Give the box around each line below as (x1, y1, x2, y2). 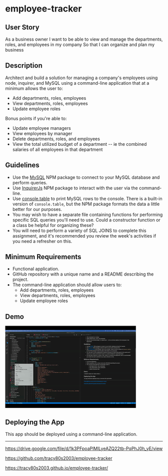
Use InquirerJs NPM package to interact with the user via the (12, 185, 138, 191)
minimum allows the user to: (5, 85, 63, 91)
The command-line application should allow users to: (12, 282, 122, 288)
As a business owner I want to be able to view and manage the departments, (5, 36, 163, 42)
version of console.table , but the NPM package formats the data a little (12, 201, 160, 207)
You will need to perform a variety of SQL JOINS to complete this (12, 227, 146, 233)
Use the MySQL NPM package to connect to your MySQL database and (12, 174, 160, 180)
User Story (5, 23, 39, 32)
